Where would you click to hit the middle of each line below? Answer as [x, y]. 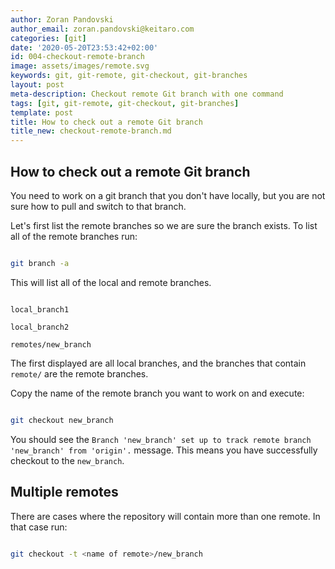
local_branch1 [40, 309]
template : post [42, 112]
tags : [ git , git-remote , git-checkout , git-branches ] [125, 103]
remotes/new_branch [51, 344]
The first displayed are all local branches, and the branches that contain [158, 363]
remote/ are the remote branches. [79, 373]
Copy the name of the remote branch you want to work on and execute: [157, 393]
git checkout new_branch [62, 420]
